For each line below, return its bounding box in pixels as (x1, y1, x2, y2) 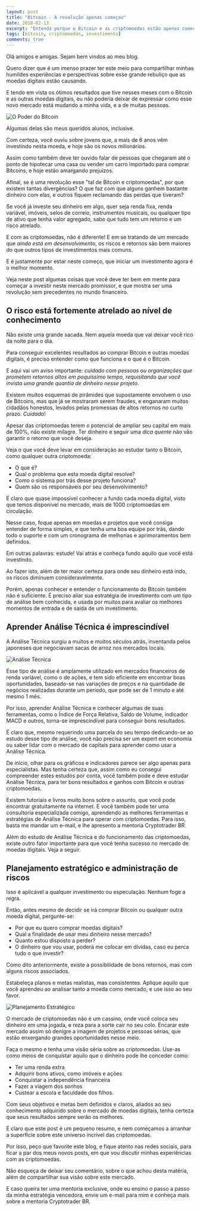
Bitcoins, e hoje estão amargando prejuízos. (6, 167, 114, 174)
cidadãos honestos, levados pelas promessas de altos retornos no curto (6, 404, 183, 411)
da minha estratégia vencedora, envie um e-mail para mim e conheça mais (6, 1191, 189, 1199)
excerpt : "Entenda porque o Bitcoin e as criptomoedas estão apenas (6, 25, 180, 32)
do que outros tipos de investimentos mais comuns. (6, 246, 133, 253)
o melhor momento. (6, 264, 55, 271)
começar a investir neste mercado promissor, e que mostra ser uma (6, 282, 173, 289)
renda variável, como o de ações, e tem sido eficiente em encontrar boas (6, 673, 186, 681)
